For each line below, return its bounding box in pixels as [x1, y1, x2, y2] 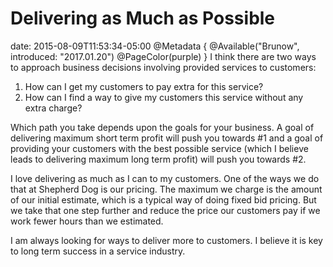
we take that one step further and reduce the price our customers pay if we [10, 204, 321, 216]
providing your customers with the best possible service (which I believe [10, 142, 309, 154]
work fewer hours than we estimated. [10, 215, 164, 227]
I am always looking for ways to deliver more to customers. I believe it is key [10, 234, 323, 246]
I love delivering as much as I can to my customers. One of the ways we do [10, 172, 320, 184]
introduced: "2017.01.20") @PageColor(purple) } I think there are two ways [10, 50, 317, 62]
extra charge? [24, 102, 83, 114]
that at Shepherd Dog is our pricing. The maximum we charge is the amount [10, 183, 323, 195]
